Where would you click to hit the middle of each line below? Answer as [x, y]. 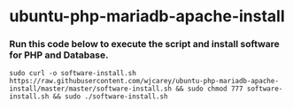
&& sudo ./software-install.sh [110, 97]
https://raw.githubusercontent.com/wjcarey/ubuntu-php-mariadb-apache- [144, 82]
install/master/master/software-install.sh [91, 89]
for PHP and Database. [59, 55]
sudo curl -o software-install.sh [73, 74]
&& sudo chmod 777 [209, 89]
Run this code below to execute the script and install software [145, 44]
